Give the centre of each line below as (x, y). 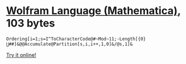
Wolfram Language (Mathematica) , (93, 11)
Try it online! (21, 55)
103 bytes (31, 23)
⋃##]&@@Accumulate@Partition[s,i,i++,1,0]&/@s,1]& (69, 44)
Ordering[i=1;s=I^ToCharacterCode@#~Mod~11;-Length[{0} (76, 39)
